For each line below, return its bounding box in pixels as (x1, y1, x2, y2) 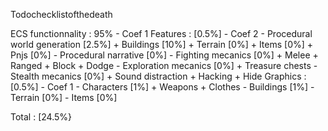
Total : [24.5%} (10, 111, 72, 123)
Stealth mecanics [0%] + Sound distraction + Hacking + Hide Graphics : (10, 70, 307, 82)
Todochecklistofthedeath (10, 9, 113, 20)
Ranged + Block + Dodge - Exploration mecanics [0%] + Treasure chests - (10, 60, 318, 71)
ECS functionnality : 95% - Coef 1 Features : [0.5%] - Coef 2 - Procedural (10, 28, 313, 39)
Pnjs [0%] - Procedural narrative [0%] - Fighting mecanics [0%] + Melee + (10, 49, 319, 61)
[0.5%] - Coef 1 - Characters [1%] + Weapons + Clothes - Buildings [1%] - (10, 81, 315, 93)
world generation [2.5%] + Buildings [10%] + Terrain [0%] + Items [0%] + (10, 39, 314, 50)
